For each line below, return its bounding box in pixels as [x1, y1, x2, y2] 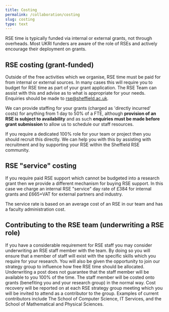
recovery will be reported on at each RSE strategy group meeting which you [5, 285, 163, 291]
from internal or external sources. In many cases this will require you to [5, 79, 153, 86]
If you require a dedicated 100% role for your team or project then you [5, 131, 151, 137]
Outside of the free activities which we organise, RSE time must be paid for [5, 74, 161, 80]
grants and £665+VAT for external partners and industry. [5, 191, 123, 197]
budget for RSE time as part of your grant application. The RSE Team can [5, 85, 157, 91]
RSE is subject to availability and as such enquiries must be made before [5, 116, 160, 122]
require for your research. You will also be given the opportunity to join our [5, 258, 160, 264]
